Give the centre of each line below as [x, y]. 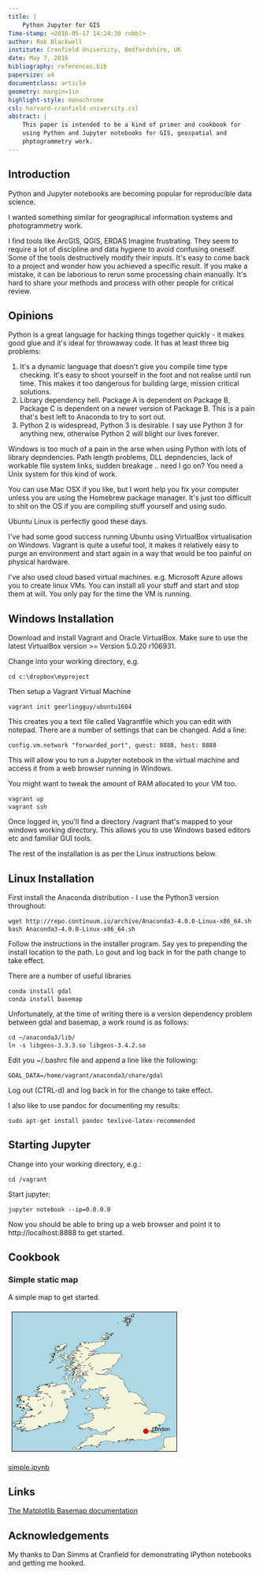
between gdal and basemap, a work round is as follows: [98, 1022]
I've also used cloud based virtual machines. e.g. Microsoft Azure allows [126, 577]
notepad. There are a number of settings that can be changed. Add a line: [127, 730]
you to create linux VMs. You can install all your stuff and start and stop [124, 586]
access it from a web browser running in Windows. [91, 768]
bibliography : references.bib [58, 67]
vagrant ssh [28, 807]
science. [22, 202]
